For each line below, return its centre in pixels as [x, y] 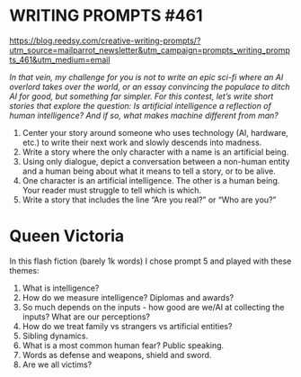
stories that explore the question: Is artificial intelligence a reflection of [140, 105]
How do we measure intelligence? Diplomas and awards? [128, 297]
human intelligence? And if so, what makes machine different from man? [144, 115]
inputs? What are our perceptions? [86, 317]
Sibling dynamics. [55, 336]
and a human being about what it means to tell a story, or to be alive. [149, 171]
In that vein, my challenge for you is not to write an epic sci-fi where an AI [146, 76]
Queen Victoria [67, 236]
